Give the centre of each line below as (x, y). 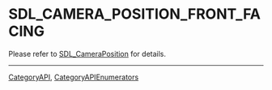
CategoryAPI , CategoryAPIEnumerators (74, 77)
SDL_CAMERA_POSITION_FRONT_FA (135, 14)
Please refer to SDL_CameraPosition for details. (87, 54)
